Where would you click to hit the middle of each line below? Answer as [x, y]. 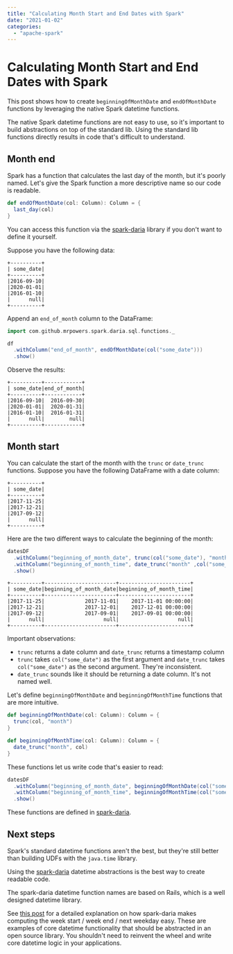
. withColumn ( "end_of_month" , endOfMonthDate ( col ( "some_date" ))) [108, 350]
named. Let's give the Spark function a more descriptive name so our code [114, 183]
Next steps [31, 834]
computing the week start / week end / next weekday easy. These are [107, 921]
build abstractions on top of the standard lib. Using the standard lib [103, 130]
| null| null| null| [101, 620]
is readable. [24, 190]
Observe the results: [36, 370]
